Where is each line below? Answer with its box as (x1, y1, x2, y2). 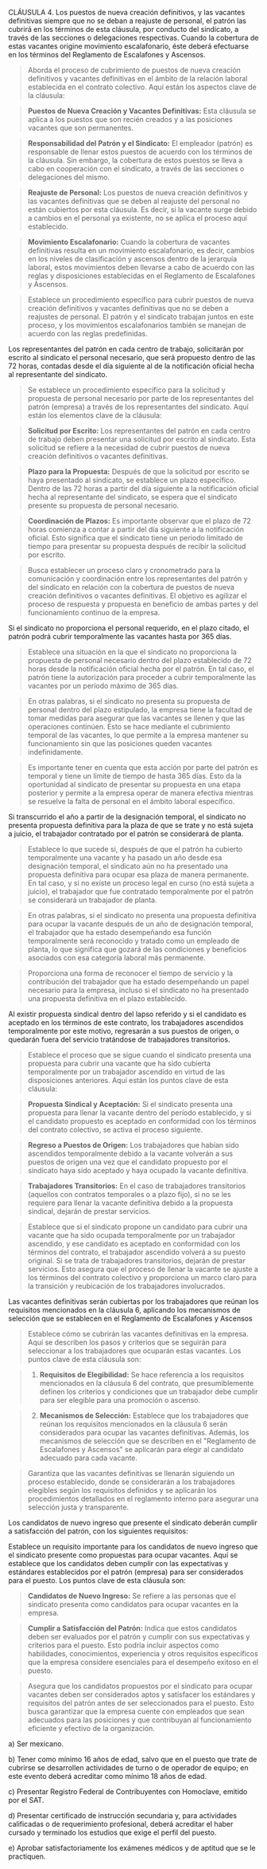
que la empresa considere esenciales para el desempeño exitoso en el (27, 1658, 259, 1667)
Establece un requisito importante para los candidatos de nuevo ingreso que (8, 1542, 258, 1551)
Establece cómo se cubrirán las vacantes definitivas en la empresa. (27, 1329, 249, 1338)
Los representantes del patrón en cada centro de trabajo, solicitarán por (8, 344, 244, 354)
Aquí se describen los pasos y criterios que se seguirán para (27, 1337, 226, 1347)
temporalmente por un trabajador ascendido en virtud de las (27, 1067, 226, 1076)
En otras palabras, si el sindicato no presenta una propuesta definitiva (27, 911, 257, 920)
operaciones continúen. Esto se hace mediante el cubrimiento (27, 722, 230, 731)
